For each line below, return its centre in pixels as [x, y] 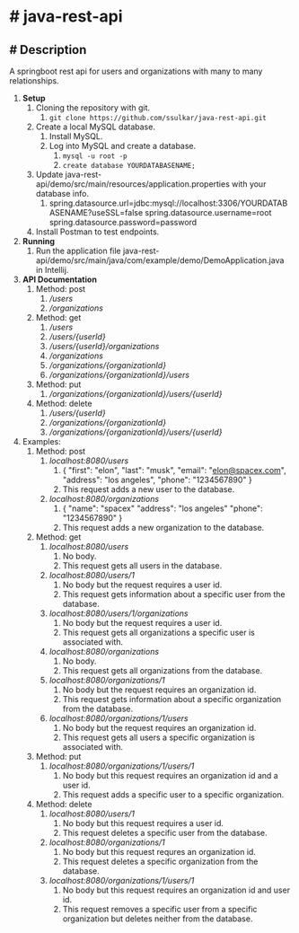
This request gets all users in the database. [142, 566]
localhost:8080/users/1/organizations [119, 613]
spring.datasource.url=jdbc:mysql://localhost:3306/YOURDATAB [168, 203]
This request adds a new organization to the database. [163, 528]
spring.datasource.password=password [123, 222]
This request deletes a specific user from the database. [165, 833]
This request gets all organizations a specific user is [159, 632]
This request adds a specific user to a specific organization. [173, 795]
